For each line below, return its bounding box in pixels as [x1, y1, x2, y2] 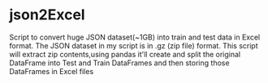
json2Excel [9, 6, 85, 24]
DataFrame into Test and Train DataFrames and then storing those [9, 58, 230, 68]
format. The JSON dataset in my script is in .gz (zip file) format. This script [9, 40, 258, 50]
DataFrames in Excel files [9, 66, 94, 76]
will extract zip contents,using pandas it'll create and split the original [9, 49, 241, 59]
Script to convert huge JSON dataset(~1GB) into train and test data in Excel [9, 32, 261, 42]
